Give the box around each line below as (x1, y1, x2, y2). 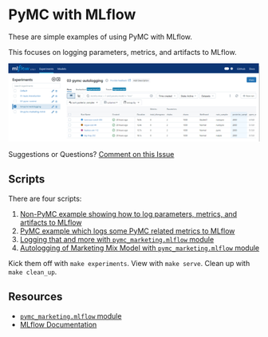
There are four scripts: (8, 194, 82, 203)
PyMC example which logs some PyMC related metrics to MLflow (19, 225, 235, 236)
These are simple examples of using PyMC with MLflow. (8, 32, 193, 41)
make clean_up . (8, 267, 57, 276)
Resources (8, 290, 63, 304)
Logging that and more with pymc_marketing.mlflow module (19, 234, 215, 244)
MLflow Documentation (19, 319, 97, 329)
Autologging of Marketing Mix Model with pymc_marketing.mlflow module (19, 243, 260, 253)
